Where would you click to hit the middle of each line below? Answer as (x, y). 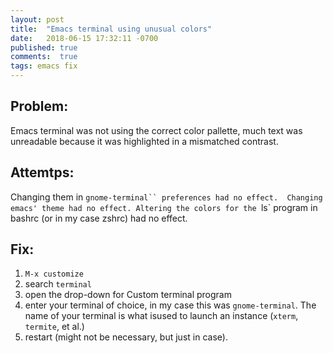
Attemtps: (42, 172)
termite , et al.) (54, 327)
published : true (44, 47)
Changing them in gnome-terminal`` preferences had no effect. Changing (166, 197)
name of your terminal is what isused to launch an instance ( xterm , (161, 316)
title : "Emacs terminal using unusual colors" (111, 29)
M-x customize (54, 274)
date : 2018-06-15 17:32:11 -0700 (84, 38)
